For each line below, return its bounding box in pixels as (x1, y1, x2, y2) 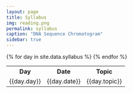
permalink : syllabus (6, 25, 58, 32)
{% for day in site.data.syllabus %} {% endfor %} (6, 53, 128, 60)
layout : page (6, 8, 39, 15)
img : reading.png (6, 20, 50, 26)
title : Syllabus (6, 14, 47, 20)
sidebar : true (6, 37, 42, 43)
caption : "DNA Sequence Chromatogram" (6, 31, 103, 37)
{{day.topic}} (86, 77, 122, 85)
